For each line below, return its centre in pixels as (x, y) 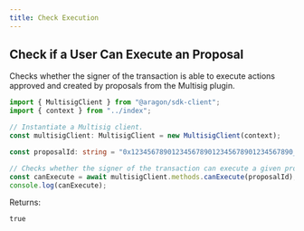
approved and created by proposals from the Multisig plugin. (122, 86)
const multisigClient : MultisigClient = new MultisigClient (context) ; (145, 136)
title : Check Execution (54, 18)
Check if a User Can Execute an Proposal (127, 55)
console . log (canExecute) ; (58, 185)
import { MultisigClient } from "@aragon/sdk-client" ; (115, 102)
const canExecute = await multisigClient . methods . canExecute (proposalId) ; (153, 177)
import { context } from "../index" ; (81, 111)
